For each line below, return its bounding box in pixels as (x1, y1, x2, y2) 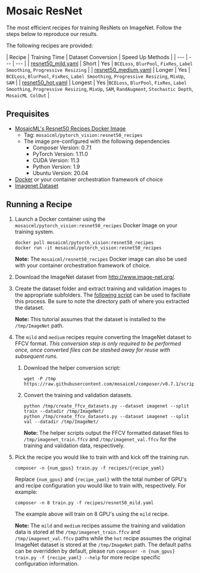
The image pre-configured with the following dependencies (23, 138, 170, 145)
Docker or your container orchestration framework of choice (14, 175, 163, 183)
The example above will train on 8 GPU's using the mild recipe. (14, 510, 170, 517)
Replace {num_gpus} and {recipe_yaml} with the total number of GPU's (14, 476, 187, 483)
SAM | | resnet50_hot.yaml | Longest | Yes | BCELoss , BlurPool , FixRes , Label (6, 79, 187, 86)
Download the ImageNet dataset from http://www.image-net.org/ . (14, 273, 176, 281)
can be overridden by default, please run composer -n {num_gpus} (14, 547, 176, 554)
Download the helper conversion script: (23, 364, 121, 371)
